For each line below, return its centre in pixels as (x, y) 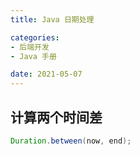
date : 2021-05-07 (46, 74)
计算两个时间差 (56, 117)
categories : (35, 37)
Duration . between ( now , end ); (71, 141)
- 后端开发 (30, 47)
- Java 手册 (33, 56)
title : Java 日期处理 (52, 19)
